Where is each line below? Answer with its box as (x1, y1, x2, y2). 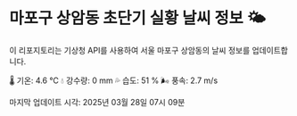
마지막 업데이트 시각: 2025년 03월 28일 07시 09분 (9, 96, 186, 107)
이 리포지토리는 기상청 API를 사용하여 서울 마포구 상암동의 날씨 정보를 (9, 45, 251, 55)
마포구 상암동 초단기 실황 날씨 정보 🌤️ (9, 8, 266, 29)
